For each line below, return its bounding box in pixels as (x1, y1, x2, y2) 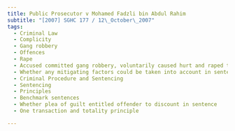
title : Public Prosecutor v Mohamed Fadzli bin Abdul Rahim (7, 10, 187, 17)
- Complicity (13, 36, 52, 43)
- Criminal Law (13, 29, 58, 37)
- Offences (13, 49, 45, 56)
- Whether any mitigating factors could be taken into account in (13, 68, 211, 75)
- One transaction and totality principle (13, 107, 139, 114)
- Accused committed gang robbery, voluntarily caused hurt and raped (13, 62, 224, 69)
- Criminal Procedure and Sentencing (13, 75, 124, 82)
